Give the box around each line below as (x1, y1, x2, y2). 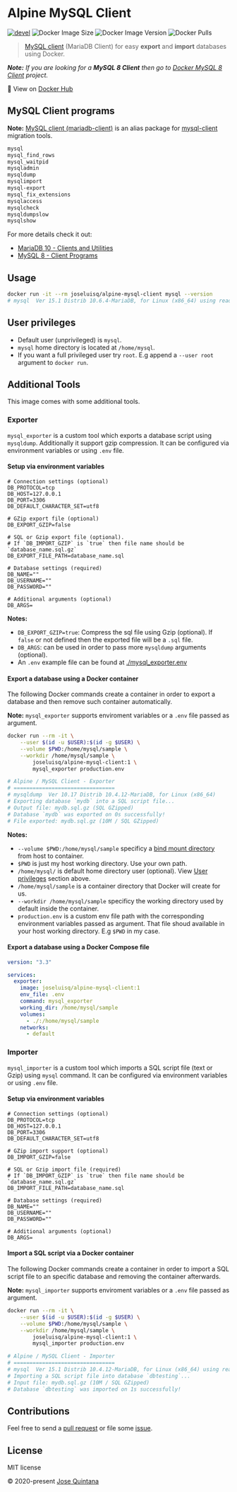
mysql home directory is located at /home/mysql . (17, 343, 155, 352)
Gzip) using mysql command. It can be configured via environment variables (7, 1070, 228, 1080)
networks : (20, 1024, 49, 1031)
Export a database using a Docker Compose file (7, 943, 150, 952)
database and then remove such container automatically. (7, 698, 173, 706)
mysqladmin (7, 165, 39, 172)
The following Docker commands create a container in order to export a (7, 690, 216, 698)
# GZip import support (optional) (7, 1147, 109, 1155)
